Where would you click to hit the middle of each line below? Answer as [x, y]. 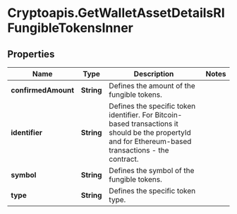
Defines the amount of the [152, 86]
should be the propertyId [150, 132]
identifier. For [131, 115]
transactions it [155, 124]
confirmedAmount [43, 90]
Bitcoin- [169, 115]
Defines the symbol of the [152, 171]
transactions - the [139, 150]
